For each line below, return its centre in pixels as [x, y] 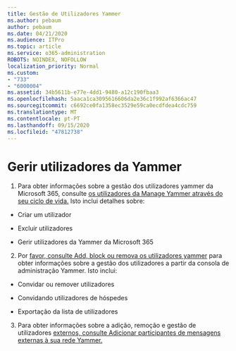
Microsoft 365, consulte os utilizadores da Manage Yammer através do [120, 194]
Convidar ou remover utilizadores [66, 284]
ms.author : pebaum [34, 20]
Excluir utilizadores [45, 228]
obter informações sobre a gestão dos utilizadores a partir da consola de [123, 263]
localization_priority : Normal [53, 66]
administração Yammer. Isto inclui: [67, 271]
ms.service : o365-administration [56, 54]
